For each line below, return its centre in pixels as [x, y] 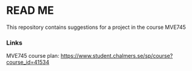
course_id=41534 [28, 62]
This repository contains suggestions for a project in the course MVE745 [96, 27]
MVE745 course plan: [33, 56]
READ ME [30, 11]
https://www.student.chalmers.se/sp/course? [117, 56]
